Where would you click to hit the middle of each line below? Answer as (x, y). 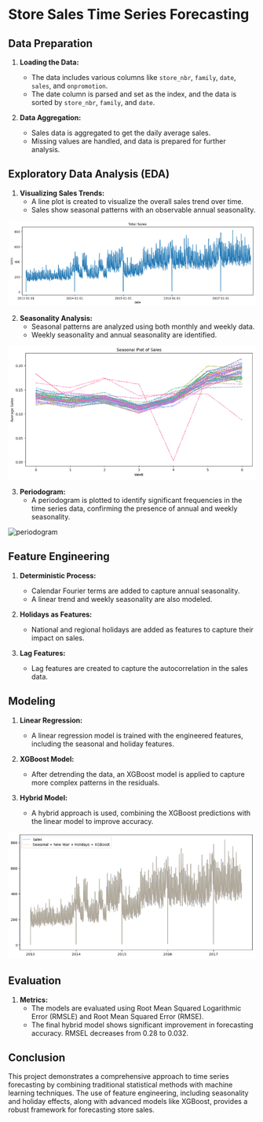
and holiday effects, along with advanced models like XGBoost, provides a (128, 1102)
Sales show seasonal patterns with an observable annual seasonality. (143, 209)
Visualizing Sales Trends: (62, 193)
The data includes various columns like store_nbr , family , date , (133, 77)
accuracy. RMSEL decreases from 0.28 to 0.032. (110, 1033)
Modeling (32, 701)
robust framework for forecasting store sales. (81, 1110)
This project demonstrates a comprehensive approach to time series (119, 1076)
